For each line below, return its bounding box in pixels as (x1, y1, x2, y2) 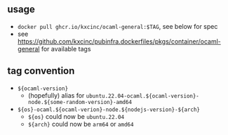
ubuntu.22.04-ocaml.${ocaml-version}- (86, 92, 200, 99)
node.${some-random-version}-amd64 (27, 98, 132, 105)
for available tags (41, 44, 91, 53)
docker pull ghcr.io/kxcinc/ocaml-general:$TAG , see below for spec (17, 22, 218, 30)
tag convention (7, 65, 75, 77)
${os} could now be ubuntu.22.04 (27, 112, 125, 120)
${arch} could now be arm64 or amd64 (27, 120, 134, 128)
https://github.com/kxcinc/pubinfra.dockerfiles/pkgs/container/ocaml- (17, 37, 221, 46)
